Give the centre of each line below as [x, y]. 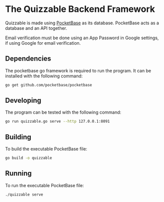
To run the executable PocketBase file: [45, 185]
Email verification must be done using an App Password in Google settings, [82, 38]
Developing [23, 101]
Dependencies [28, 59]
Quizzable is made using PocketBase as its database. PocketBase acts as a [82, 23]
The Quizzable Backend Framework [80, 9]
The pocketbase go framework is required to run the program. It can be [78, 70]
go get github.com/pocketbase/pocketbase [49, 85]
